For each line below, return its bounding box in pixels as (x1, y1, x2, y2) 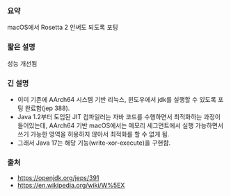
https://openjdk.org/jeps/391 (17, 174, 99, 182)
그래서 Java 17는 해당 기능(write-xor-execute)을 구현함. (17, 139, 171, 147)
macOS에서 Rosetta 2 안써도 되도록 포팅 (7, 23, 118, 32)
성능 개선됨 (7, 59, 38, 67)
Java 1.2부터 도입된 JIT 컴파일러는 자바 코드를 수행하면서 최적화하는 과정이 (17, 112, 221, 121)
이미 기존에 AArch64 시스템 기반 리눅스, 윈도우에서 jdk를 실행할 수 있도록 (17, 95, 217, 103)
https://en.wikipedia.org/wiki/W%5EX (17, 181, 125, 190)
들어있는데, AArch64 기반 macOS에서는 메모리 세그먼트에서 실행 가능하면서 (17, 121, 224, 130)
